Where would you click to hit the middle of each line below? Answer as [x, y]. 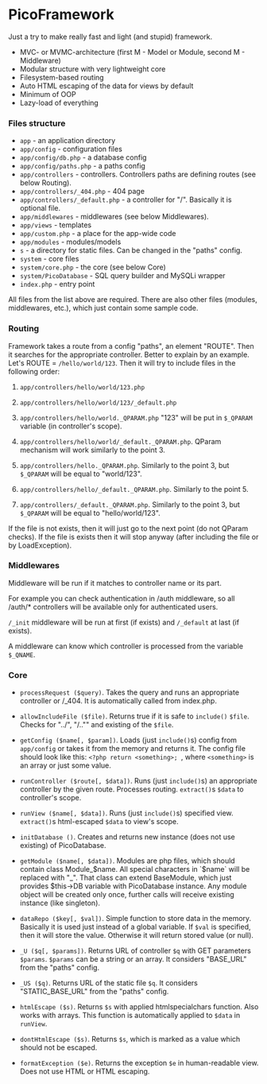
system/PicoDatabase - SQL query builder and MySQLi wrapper [122, 276]
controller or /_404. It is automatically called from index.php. [118, 701]
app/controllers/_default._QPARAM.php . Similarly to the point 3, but [130, 504]
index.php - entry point [57, 285]
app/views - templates [56, 225]
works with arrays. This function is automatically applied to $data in [130, 1016]
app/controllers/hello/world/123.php [82, 387]
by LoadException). [40, 545]
